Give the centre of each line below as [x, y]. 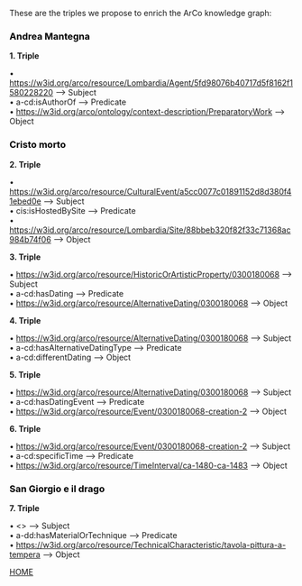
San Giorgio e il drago [57, 489]
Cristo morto [37, 145]
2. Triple [25, 164]
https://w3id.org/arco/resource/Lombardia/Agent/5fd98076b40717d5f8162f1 [151, 83]
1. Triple [24, 56]
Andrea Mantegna [50, 36]
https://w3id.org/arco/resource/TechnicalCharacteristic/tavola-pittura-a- [151, 545]
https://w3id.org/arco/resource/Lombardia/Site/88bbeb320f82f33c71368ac [150, 230]
